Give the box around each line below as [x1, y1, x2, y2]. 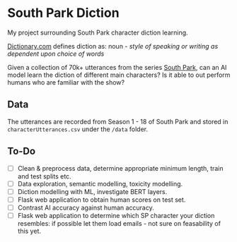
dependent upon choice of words [7, 49, 105, 58]
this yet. [17, 226, 41, 235]
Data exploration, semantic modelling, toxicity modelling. [17, 179, 183, 188]
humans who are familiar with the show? [7, 78, 125, 86]
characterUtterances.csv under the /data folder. [7, 125, 149, 133]
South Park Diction [7, 5, 120, 21]
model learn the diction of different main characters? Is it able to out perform [7, 71, 231, 79]
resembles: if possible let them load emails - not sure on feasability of [17, 219, 221, 227]
